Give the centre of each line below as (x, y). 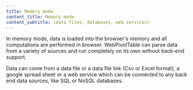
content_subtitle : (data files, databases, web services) (78, 22)
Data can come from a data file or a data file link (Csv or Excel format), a (93, 69)
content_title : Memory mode (40, 17)
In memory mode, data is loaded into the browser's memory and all (87, 39)
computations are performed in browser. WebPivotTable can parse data (92, 45)
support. (16, 57)
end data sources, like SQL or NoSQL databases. (65, 81)
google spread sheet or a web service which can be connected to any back (97, 75)
